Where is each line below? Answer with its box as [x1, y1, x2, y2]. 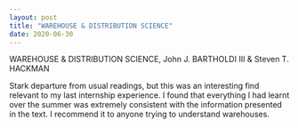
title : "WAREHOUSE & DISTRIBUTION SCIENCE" [9, 21, 173, 30]
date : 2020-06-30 [9, 29, 74, 38]
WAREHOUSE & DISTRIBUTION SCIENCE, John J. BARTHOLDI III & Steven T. [9, 54, 289, 65]
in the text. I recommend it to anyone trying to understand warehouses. [9, 108, 270, 120]
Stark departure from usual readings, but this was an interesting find [9, 81, 260, 92]
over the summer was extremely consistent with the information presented [9, 100, 283, 110]
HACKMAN [9, 63, 51, 74]
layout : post [9, 12, 58, 22]
